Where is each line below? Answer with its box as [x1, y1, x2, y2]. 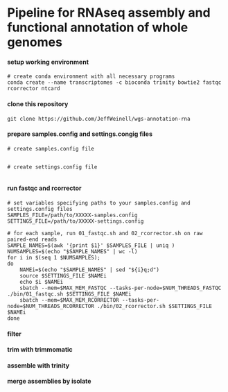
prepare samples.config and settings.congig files [7, 130, 152, 138]
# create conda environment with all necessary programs [7, 73, 175, 80]
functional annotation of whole [7, 19, 188, 35]
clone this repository [7, 99, 69, 108]
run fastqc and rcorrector [7, 184, 82, 192]
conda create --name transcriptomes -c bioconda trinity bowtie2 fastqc [7, 79, 222, 86]
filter [7, 330, 22, 338]
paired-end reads [7, 236, 58, 243]
